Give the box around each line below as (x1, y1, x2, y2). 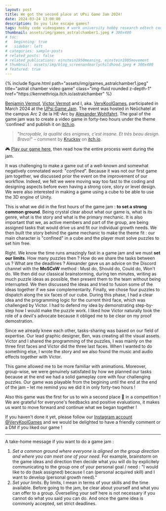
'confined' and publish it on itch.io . (5, 121, 76, 127)
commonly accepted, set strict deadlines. (12, 501, 97, 506)
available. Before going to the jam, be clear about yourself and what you (12, 485, 159, 491)
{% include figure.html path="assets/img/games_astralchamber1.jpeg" (5, 80, 149, 86)
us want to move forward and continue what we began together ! (5, 404, 137, 410)
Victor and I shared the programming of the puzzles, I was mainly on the (5, 338, 152, 344)
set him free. (5, 240, 31, 246)
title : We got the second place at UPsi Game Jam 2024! (5, 12, 123, 17)
